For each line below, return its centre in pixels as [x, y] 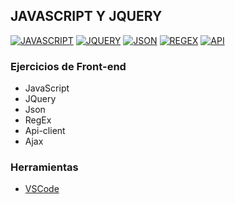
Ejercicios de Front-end [68, 66]
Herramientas [44, 167]
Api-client [45, 131]
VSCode [42, 189]
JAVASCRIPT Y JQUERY [86, 16]
